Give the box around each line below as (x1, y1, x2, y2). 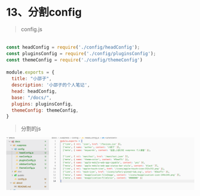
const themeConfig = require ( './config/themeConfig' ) (6, 57, 143, 63)
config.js (20, 25, 43, 33)
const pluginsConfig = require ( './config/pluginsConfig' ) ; (6, 50, 156, 57)
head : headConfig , (11, 88, 58, 94)
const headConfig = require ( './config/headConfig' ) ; (6, 44, 140, 50)
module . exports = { (6, 69, 55, 75)
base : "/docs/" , (11, 94, 52, 100)
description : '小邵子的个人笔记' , (11, 82, 91, 88)
